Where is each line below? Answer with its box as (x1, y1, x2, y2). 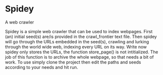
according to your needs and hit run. (5, 64, 78, 70)
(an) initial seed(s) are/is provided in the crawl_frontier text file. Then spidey (5, 34, 157, 39)
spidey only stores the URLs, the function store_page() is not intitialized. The (5, 49, 158, 55)
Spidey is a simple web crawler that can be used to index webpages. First (5, 28, 153, 34)
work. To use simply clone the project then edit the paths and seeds (5, 59, 141, 65)
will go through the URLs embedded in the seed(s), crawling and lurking (5, 38, 149, 44)
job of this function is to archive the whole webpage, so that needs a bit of (5, 54, 154, 60)
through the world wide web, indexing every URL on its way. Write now (5, 44, 147, 50)
